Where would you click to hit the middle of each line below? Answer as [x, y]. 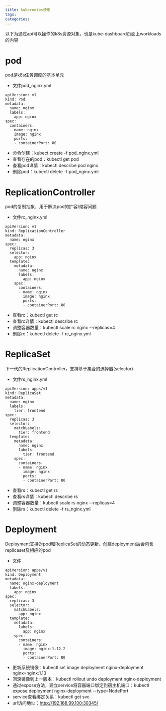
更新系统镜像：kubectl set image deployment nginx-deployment [78, 668]
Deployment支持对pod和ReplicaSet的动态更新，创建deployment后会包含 [80, 544]
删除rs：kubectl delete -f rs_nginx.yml [51, 509]
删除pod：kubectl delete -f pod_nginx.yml [55, 172]
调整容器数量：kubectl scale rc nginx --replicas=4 [64, 328]
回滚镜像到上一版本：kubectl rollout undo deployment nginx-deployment [87, 679]
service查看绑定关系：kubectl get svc [51, 697]
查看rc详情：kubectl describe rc [45, 321]
